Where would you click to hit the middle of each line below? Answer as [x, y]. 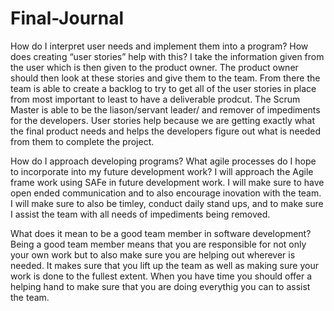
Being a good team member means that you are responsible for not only [158, 244]
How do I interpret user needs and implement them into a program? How [159, 46]
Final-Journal [67, 18]
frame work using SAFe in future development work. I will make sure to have [167, 182]
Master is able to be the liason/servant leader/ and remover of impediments [165, 109]
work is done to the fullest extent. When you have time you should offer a [161, 276]
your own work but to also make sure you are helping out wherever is [153, 254]
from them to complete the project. [82, 141]
